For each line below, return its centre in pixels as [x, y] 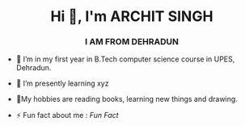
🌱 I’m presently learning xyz [62, 83]
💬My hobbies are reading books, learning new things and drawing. [127, 99]
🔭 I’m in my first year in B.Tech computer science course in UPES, [125, 59]
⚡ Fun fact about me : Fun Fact [67, 115]
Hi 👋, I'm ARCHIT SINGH [132, 17]
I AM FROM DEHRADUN [132, 42]
